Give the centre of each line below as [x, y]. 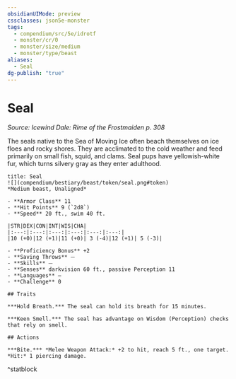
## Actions [23, 338]
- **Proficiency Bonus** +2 [49, 251]
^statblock [22, 369]
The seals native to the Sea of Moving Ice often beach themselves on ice [113, 141]
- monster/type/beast [46, 54]
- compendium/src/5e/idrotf [55, 34]
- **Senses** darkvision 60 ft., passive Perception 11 [91, 269]
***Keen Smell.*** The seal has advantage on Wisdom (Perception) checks [118, 319]
